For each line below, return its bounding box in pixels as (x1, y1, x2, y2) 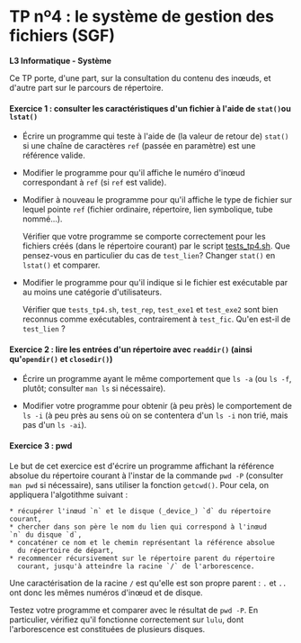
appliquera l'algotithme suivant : (9, 489, 128, 500)
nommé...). (22, 213, 63, 224)
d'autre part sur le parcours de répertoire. (9, 82, 164, 93)
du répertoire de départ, (17, 546, 115, 555)
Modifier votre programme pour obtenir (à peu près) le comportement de (22, 401, 292, 412)
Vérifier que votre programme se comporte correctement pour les (22, 231, 267, 242)
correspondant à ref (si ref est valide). (22, 177, 167, 188)
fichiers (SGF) (9, 25, 115, 46)
